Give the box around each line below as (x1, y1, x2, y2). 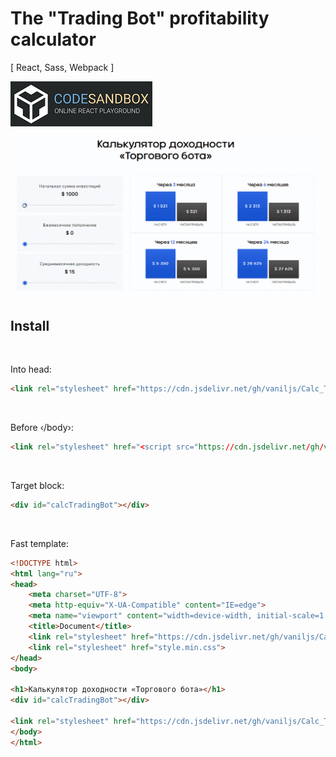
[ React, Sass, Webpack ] (10, 61, 115, 73)
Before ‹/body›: (10, 422, 74, 434)
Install (10, 317, 50, 334)
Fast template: (10, 537, 70, 549)
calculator (10, 28, 97, 51)
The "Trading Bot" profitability (10, 7, 270, 30)
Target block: (10, 479, 65, 491)
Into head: (10, 363, 52, 376)
